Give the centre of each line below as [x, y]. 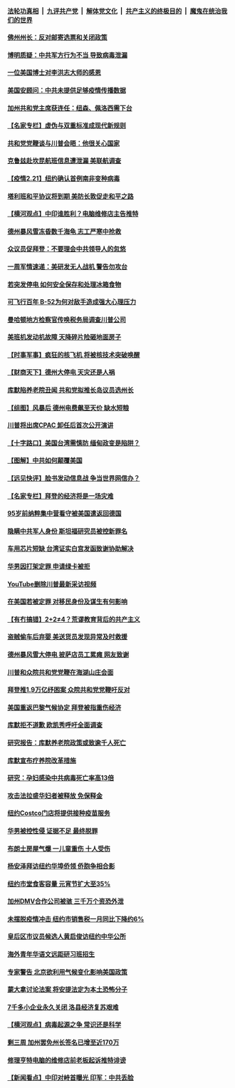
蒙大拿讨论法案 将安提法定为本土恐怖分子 [68, 990]
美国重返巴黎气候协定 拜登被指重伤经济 [64, 707]
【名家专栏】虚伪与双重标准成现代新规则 [67, 125]
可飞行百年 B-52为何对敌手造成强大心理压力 [72, 302]
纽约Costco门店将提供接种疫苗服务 [59, 813]
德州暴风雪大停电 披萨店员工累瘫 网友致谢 [68, 654]
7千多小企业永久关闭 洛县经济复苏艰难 [63, 1007]
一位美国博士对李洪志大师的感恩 [54, 73]
